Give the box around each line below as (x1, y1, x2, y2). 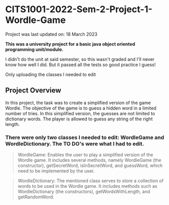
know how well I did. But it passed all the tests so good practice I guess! (5, 61, 156, 67)
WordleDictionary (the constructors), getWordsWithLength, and (17, 189, 151, 195)
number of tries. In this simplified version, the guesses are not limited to (5, 110, 155, 116)
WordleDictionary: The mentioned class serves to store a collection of (17, 178, 164, 184)
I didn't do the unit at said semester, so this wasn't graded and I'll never (5, 56, 155, 62)
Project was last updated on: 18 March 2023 (5, 31, 97, 37)
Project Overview (5, 86, 61, 95)
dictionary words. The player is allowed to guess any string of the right (5, 116, 153, 122)
